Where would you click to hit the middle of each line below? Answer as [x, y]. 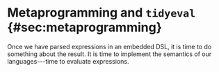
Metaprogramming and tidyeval [102, 13]
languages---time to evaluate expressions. [68, 61]
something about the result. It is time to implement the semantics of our [109, 54]
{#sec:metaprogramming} [84, 27]
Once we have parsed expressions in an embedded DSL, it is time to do [109, 46]
